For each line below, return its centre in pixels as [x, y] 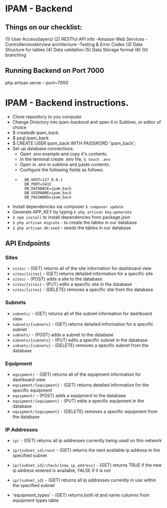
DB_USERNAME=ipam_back [48, 193]
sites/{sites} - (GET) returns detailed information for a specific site [83, 274]
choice [19, 127]
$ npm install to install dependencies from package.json [71, 217]
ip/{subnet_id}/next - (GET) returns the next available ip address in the [86, 450]
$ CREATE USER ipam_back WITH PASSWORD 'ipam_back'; [74, 143]
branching [16, 55]
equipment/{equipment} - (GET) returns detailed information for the [81, 385]
